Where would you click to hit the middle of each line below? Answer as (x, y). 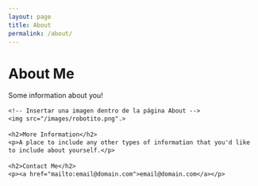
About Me (41, 73)
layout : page (30, 17)
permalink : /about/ (40, 33)
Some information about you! (56, 96)
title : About (30, 25)
